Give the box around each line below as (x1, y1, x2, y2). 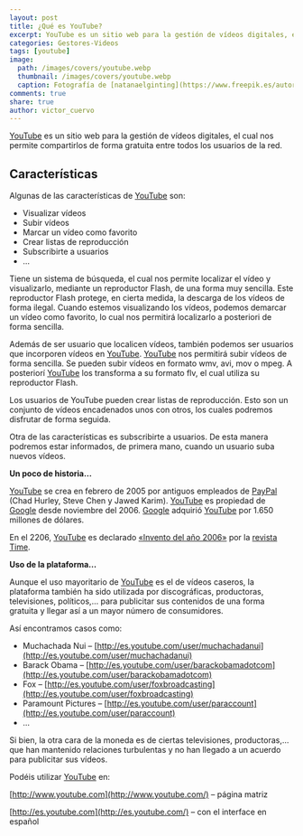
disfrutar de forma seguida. (9, 414, 111, 425)
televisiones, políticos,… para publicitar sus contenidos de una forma (9, 596, 265, 606)
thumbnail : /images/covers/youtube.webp (17, 72, 171, 81)
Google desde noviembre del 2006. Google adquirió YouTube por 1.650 (9, 505, 274, 516)
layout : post (9, 13, 59, 23)
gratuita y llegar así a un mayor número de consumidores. (9, 606, 224, 616)
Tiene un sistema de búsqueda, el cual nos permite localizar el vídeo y (9, 273, 271, 285)
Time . (9, 541, 31, 552)
